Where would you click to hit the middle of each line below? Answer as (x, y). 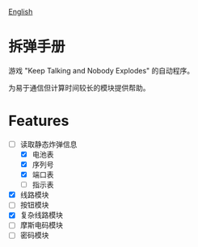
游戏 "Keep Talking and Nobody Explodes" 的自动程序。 (101, 70)
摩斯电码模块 (41, 225)
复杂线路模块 (41, 215)
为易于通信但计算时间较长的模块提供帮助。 (79, 87)
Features (39, 121)
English (21, 12)
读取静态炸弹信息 (48, 144)
